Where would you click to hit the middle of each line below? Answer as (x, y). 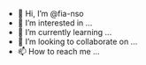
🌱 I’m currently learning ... (65, 32)
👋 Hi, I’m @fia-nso (50, 14)
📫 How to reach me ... (58, 51)
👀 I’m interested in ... (55, 23)
